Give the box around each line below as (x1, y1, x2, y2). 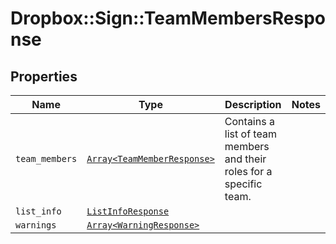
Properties (10, 68, 78, 85)
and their (224, 152, 267, 166)
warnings (15, 220, 57, 231)
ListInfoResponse (86, 206, 170, 217)
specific (224, 177, 263, 191)
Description (224, 98, 282, 111)
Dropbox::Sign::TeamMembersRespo (10, 7, 326, 30)
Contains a (224, 115, 275, 128)
